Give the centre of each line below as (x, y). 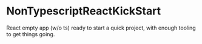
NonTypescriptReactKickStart (84, 11)
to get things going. (31, 34)
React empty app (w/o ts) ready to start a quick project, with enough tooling (101, 28)
